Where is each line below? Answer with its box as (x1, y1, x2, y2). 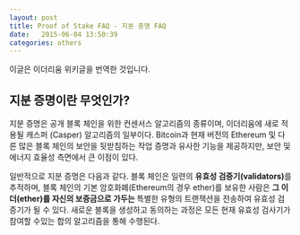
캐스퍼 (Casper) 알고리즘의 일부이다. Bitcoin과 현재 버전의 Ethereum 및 (25, 129, 276, 140)
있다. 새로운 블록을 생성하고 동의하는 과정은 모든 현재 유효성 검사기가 (52, 205, 291, 215)
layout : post (9, 13, 58, 22)
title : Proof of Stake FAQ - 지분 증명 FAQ (9, 22, 167, 30)
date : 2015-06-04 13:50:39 (9, 30, 118, 39)
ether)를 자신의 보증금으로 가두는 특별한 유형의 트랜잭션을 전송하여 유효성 (19, 194, 276, 205)
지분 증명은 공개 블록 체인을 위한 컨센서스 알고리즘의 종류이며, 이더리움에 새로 (9, 118, 279, 129)
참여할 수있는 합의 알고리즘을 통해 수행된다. (9, 216, 160, 227)
